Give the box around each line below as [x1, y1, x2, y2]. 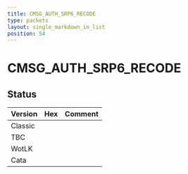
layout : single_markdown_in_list [7, 23, 106, 30]
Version [11, 109, 38, 119]
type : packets [7, 17, 49, 24]
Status [7, 88, 37, 100]
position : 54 [7, 30, 46, 37]
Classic [11, 121, 35, 131]
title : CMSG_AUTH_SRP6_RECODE [7, 10, 96, 18]
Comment [64, 109, 99, 119]
